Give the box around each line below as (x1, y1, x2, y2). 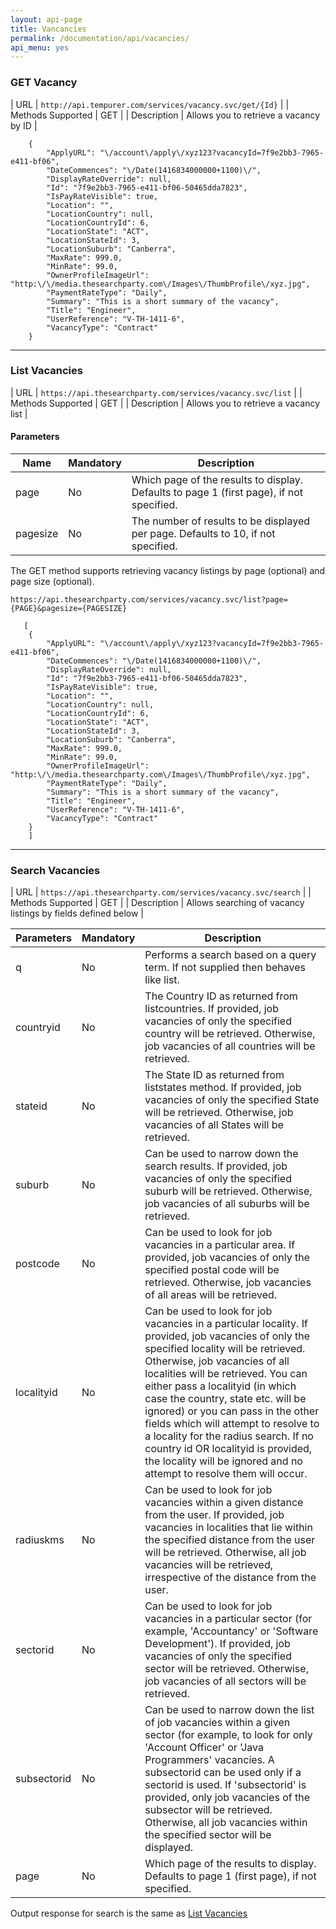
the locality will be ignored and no (144, 1454, 303, 1468)
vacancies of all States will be (144, 1118, 284, 1132)
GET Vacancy (10, 76, 78, 90)
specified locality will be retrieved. (144, 1342, 306, 1356)
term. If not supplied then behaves (144, 961, 306, 975)
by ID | (10, 119, 38, 131)
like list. (144, 973, 180, 987)
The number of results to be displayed (131, 514, 311, 528)
